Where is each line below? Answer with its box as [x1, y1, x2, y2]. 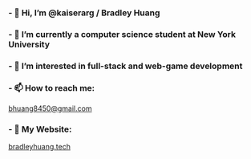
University [8, 39, 51, 50]
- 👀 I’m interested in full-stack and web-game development [8, 60, 243, 71]
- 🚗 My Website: [8, 124, 72, 135]
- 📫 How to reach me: [8, 82, 95, 93]
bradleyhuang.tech [8, 142, 71, 152]
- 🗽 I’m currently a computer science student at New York [8, 28, 237, 39]
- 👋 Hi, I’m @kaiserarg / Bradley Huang [8, 7, 160, 18]
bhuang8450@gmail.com [8, 104, 92, 113]
